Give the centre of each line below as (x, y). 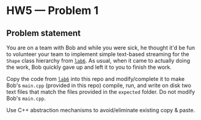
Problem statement (44, 33)
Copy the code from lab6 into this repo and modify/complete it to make (96, 79)
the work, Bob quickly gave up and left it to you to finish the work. (89, 67)
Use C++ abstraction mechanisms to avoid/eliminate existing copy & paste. (101, 110)
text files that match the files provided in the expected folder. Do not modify (101, 92)
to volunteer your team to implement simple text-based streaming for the (98, 54)
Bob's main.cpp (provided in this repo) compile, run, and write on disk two (99, 85)
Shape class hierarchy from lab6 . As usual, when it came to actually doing (98, 61)
